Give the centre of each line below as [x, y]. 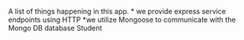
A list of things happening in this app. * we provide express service [117, 11]
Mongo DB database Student [55, 28]
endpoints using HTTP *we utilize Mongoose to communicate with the [122, 20]
